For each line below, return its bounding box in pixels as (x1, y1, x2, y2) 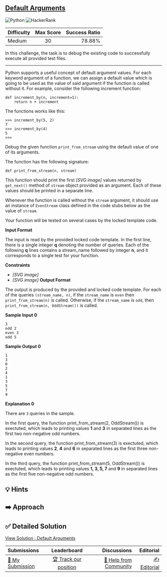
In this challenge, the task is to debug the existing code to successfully (5, 50, 151, 56)
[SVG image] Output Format (12, 277, 71, 283)
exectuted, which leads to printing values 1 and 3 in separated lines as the (5, 425, 157, 431)
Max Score (35, 29, 61, 36)
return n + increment (14, 99, 59, 104)
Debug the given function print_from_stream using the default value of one (5, 144, 159, 149)
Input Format (5, 227, 32, 233)
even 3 (5, 330, 19, 335)
